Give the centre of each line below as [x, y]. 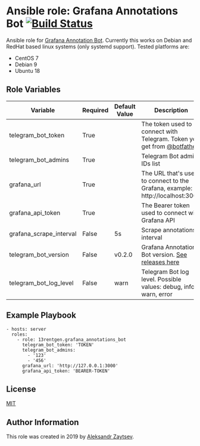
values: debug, [162, 287]
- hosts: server [26, 329]
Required [96, 110]
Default [125, 106]
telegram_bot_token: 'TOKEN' [58, 345]
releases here [160, 262]
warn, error [157, 294]
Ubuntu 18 [27, 70]
